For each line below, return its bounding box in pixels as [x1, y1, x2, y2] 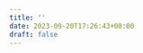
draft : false [9, 30, 58, 39]
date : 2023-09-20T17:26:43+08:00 [9, 22, 135, 31]
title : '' [9, 13, 47, 22]
